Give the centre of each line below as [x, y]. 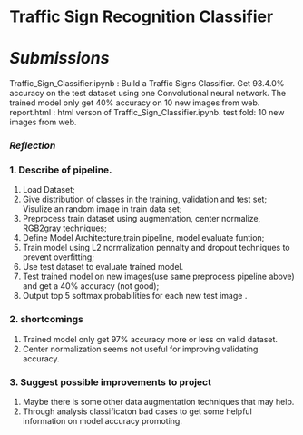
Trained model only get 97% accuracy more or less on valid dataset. [150, 339]
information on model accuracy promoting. [103, 420]
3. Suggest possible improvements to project [110, 381]
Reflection [33, 145]
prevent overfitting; [59, 257]
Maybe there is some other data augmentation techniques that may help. [158, 401]
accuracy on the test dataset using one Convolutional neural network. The [148, 94]
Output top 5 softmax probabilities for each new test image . [135, 296]
